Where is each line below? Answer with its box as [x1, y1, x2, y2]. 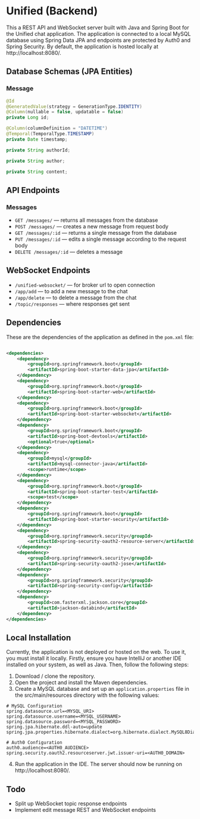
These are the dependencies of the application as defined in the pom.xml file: [6, 333, 194, 340]
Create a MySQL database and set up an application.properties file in [14, 685, 189, 693]
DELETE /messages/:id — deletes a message [14, 249, 123, 256]
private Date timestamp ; [6, 136, 68, 142]
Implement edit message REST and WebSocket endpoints [14, 806, 157, 814]
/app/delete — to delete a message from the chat [14, 294, 137, 301]
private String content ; [6, 169, 68, 175]
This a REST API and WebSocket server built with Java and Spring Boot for [6, 24, 189, 31]
